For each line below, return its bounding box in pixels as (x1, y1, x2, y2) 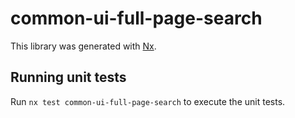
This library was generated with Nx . (10, 40, 157, 52)
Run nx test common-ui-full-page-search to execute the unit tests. (10, 95, 286, 107)
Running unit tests (10, 69, 127, 86)
